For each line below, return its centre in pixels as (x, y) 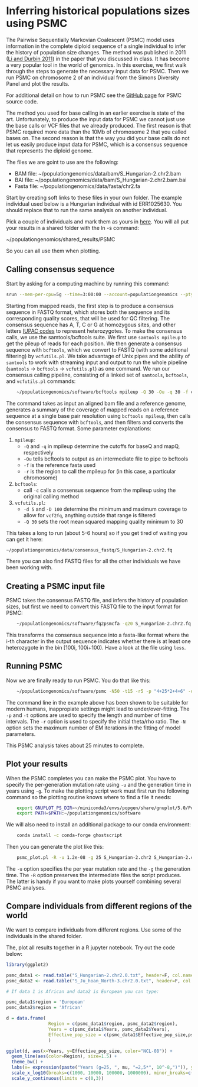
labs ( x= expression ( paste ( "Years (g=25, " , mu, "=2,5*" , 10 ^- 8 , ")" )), (100, 1067)
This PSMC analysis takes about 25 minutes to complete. (75, 745)
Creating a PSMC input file (55, 586)
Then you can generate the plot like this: (55, 847)
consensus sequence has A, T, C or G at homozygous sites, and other (91, 325)
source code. (22, 101)
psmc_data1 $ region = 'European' (46, 1002)
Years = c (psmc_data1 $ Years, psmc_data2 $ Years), (109, 1029)
